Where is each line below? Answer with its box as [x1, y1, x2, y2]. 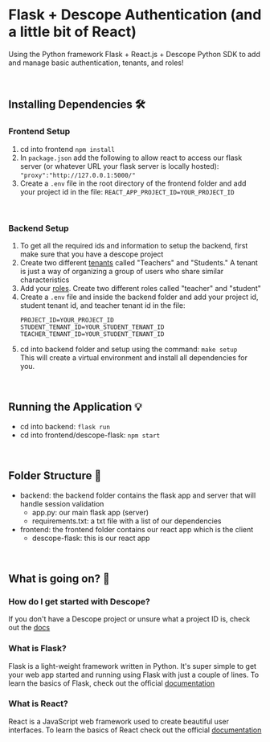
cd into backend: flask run [19, 421, 111, 431]
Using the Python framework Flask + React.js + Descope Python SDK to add [8, 49, 261, 59]
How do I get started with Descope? [8, 596, 150, 607]
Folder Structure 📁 [8, 469, 102, 483]
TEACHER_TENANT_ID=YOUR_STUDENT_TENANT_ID [19, 330, 165, 338]
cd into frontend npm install [19, 144, 115, 154]
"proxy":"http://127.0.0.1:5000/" [19, 171, 136, 179]
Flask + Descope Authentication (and [8, 6, 262, 24]
